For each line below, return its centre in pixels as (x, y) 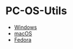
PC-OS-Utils (36, 11)
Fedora (23, 40)
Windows (25, 27)
